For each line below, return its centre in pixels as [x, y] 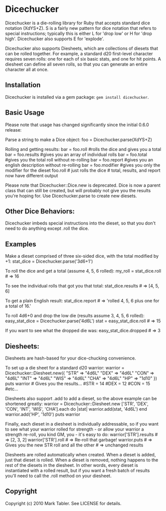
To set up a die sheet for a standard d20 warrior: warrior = [65, 368]
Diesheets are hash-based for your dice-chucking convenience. [71, 358]
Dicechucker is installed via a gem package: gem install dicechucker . [77, 97]
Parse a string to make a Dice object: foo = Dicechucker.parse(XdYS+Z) [79, 140]
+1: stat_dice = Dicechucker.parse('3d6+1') [49, 261]
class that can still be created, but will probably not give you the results [78, 190]
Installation [23, 85]
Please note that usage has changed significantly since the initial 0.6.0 [77, 125]
